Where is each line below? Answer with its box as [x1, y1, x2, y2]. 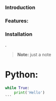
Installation [5, 30, 33, 37]
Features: [5, 17, 28, 24]
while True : [5, 86, 29, 91]
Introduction [5, 4, 35, 11]
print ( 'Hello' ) [14, 90, 45, 95]
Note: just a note [17, 52, 52, 58]
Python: [5, 69, 38, 81]
